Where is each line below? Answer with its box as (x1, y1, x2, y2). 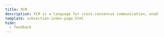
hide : (5, 20, 16, 25)
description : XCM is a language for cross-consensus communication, (5, 12, 147, 16)
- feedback (9, 25, 32, 30)
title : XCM (5, 7, 27, 12)
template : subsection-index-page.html (5, 16, 84, 21)
